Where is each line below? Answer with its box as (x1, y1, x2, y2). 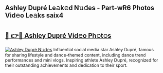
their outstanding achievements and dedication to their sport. (5, 62, 128, 68)
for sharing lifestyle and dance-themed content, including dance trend (5, 52, 146, 58)
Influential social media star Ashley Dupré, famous (53, 47, 154, 52)
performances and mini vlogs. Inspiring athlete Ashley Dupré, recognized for (5, 58, 159, 63)
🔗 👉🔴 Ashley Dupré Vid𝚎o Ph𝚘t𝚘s (5, 31, 111, 40)
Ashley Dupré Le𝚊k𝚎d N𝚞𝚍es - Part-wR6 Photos (5, 4, 155, 12)
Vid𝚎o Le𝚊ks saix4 (5, 12, 64, 20)
